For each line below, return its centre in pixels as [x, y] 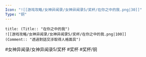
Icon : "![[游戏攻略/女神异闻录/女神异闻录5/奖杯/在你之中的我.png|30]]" [74, 10]
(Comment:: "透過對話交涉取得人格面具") [43, 39]
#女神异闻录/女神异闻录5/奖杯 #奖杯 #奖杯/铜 [51, 49]
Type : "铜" [16, 14]
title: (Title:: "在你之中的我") [37, 29]
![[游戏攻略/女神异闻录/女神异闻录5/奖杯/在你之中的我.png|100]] [66, 34]
